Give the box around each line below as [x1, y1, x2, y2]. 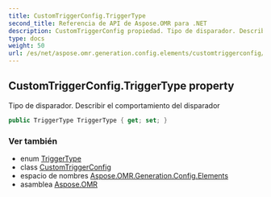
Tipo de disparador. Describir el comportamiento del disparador [8, 100, 220, 110]
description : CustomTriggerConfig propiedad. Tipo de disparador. [8, 27, 236, 35]
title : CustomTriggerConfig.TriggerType [8, 11, 147, 20]
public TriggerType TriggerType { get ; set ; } [8, 116, 168, 124]
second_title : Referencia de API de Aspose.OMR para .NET [8, 19, 207, 27]
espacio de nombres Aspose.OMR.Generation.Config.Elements [19, 170, 228, 180]
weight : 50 [8, 42, 45, 50]
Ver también [8, 135, 58, 146]
